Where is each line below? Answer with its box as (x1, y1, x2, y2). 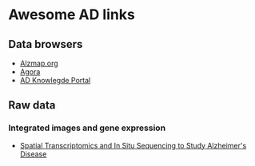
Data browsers (8, 38, 83, 51)
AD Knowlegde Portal (19, 76, 91, 85)
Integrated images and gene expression (8, 122, 166, 133)
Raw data (8, 98, 56, 113)
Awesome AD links (8, 6, 136, 24)
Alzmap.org (19, 58, 58, 68)
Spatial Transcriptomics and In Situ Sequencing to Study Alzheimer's (19, 140, 247, 150)
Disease (19, 149, 47, 159)
